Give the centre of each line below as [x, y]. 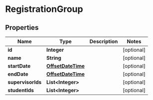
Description [104, 42]
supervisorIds [25, 82]
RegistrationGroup [44, 9]
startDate [19, 66]
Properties [22, 28]
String [54, 58]
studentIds [21, 90]
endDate [18, 74]
